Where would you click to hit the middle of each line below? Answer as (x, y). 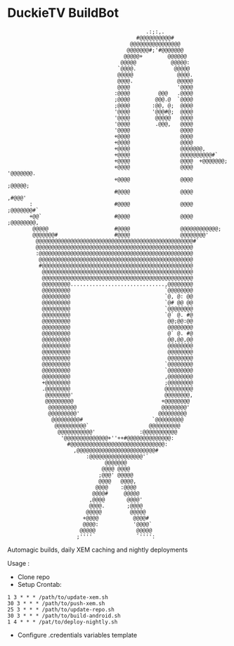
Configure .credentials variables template (77, 635)
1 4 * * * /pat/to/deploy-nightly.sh (63, 622)
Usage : (19, 563)
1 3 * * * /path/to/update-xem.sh (58, 597)
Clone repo (34, 577)
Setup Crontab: (39, 584)
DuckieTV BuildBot (63, 13)
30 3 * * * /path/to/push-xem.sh (56, 603)
